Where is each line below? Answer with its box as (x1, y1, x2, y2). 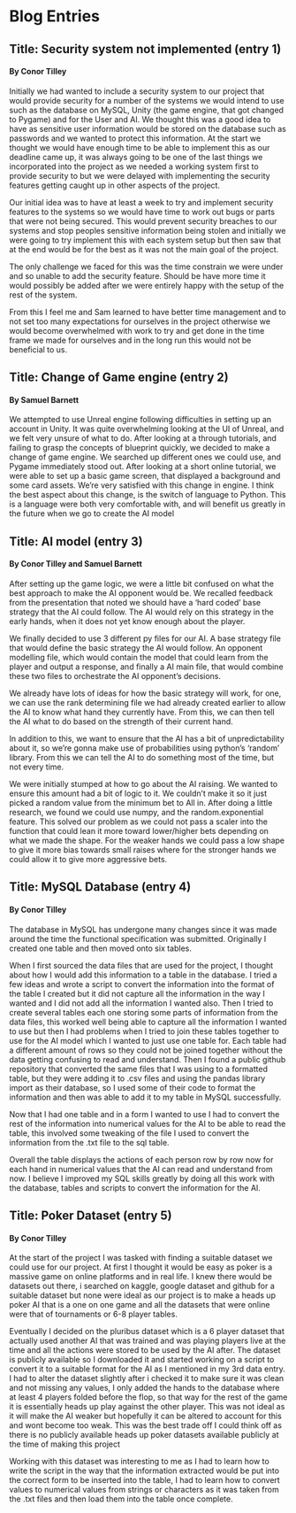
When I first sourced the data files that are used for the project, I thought (9, 960, 274, 970)
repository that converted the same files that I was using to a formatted (9, 1063, 268, 1074)
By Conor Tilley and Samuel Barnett (9, 559, 143, 569)
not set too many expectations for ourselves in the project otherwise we (9, 316, 271, 327)
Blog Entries (9, 6, 100, 27)
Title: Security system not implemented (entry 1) (9, 42, 282, 57)
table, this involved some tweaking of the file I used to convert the (9, 1127, 250, 1139)
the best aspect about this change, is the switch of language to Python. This (9, 490, 286, 500)
